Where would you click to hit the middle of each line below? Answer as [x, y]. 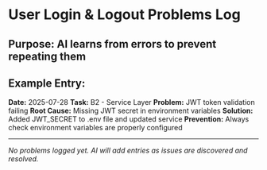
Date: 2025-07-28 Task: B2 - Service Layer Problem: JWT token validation [132, 102]
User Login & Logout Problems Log [124, 15]
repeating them [47, 56]
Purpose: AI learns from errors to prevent [112, 44]
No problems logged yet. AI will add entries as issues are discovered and [128, 151]
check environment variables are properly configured [95, 128]
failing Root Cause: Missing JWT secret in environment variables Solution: [131, 111]
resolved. [23, 159]
